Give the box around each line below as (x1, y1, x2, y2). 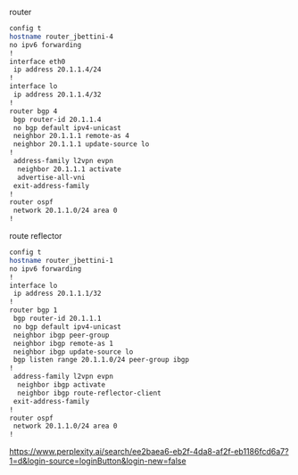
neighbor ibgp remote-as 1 (12, 339, 114, 348)
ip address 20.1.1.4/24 (12, 65, 102, 74)
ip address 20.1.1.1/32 (12, 289, 102, 299)
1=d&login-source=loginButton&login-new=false (9, 455, 186, 466)
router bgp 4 (9, 106, 58, 116)
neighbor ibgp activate (17, 381, 105, 389)
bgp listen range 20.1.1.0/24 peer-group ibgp (12, 356, 190, 364)
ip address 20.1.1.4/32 (12, 90, 102, 99)
